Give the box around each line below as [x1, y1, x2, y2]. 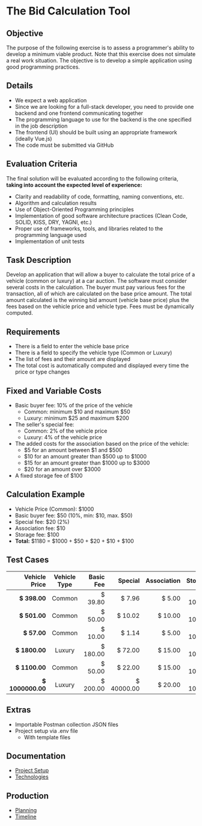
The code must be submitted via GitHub [14, 141, 114, 149]
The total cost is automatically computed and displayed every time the [14, 362, 189, 369]
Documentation [6, 751, 66, 761]
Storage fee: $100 [14, 531, 60, 538]
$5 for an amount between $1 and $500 [23, 446, 123, 454]
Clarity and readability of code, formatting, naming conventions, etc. [14, 193, 185, 200]
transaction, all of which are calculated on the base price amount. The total [6, 290, 192, 297]
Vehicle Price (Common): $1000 [14, 505, 94, 513]
